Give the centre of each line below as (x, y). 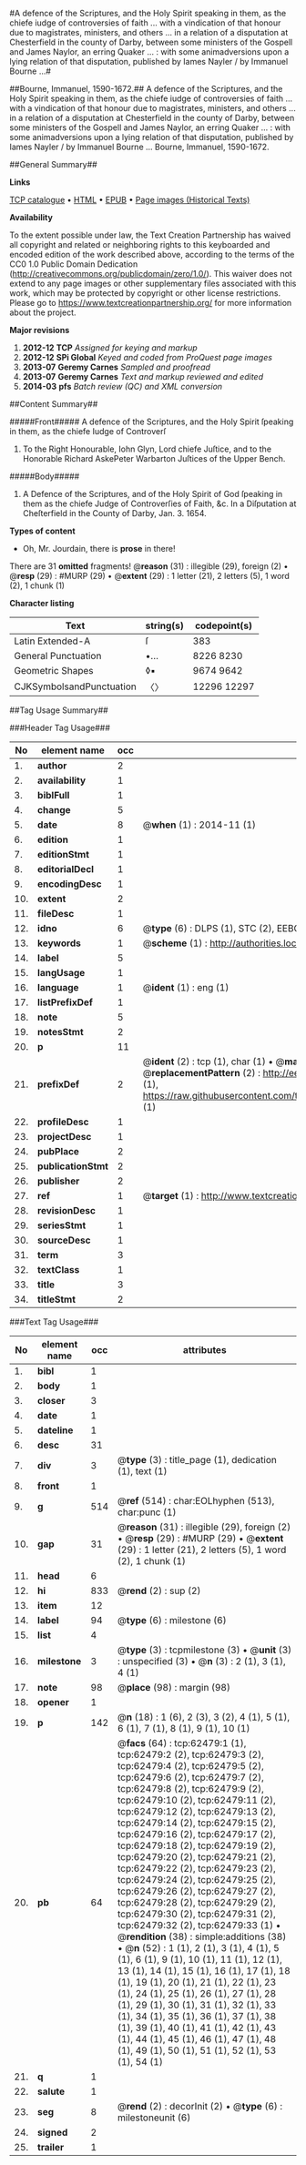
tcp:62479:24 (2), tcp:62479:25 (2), (196, 1880)
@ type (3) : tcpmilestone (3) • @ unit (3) (204, 1650)
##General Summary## (53, 164)
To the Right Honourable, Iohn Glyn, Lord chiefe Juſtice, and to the (147, 449)
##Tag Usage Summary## (59, 710)
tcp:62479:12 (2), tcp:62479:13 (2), (196, 1811)
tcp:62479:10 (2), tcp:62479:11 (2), (196, 1800)
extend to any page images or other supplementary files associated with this (153, 283)
